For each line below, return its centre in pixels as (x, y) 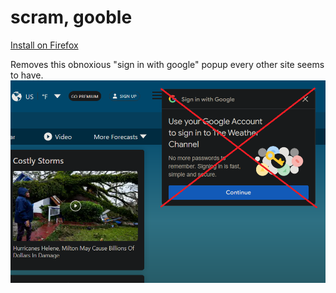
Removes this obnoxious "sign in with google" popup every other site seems (167, 64)
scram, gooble (71, 17)
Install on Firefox (44, 45)
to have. (27, 75)
